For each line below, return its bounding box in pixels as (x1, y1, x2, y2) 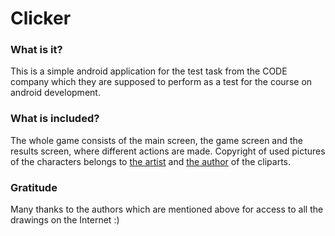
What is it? (10, 43, 63, 57)
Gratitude (10, 180, 58, 194)
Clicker (10, 7, 72, 30)
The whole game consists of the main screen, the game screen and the (10, 134, 304, 146)
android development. (10, 87, 101, 99)
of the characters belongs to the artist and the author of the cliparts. (10, 155, 292, 167)
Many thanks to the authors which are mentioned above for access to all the (10, 203, 324, 216)
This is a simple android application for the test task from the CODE (10, 65, 288, 77)
